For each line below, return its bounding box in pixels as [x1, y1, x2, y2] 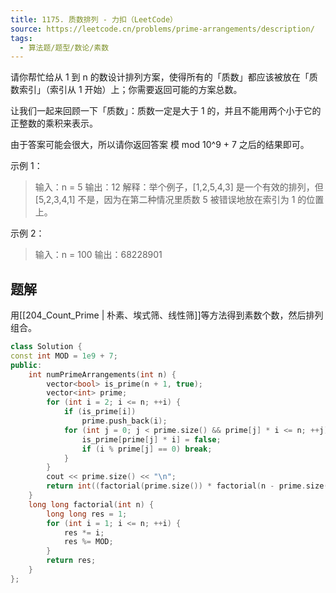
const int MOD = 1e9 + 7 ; [10, 351, 118, 361]
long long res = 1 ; [46, 509, 128, 519]
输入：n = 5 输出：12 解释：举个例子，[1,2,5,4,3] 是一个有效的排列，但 [34, 181, 324, 193]
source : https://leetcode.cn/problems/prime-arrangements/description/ [10, 24, 315, 34]
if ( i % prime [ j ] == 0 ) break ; [81, 444, 213, 454]
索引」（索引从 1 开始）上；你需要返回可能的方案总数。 [18, 84, 243, 96]
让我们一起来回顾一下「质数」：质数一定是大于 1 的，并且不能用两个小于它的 [10, 105, 322, 117]
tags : [10, 33, 33, 43]
